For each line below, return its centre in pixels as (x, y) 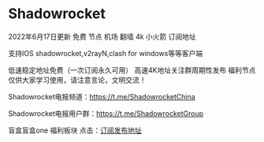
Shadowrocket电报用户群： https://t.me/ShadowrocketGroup (106, 113)
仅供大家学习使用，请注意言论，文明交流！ (77, 80)
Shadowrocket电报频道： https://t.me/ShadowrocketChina (102, 96)
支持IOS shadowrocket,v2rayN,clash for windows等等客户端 (106, 53)
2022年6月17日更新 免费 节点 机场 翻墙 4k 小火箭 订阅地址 (102, 36)
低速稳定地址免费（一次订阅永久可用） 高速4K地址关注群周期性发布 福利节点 (132, 70)
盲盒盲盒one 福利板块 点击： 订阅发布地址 (75, 130)
